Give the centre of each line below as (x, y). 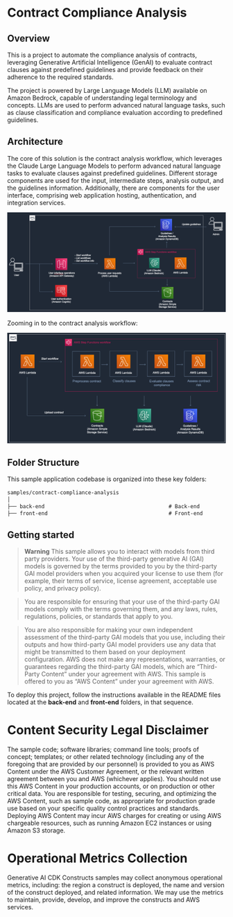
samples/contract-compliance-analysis (63, 493)
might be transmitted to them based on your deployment (105, 652)
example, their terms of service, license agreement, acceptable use (120, 581)
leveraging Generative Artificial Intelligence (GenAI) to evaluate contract (110, 62)
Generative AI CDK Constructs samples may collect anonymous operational (115, 877)
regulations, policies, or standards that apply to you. (98, 617)
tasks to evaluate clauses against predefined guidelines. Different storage (112, 173)
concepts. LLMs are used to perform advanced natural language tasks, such (116, 105)
